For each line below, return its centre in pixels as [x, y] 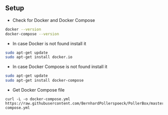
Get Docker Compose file [38, 90]
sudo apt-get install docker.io [39, 57]
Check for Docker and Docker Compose [53, 20]
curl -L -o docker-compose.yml [38, 99]
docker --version [23, 29]
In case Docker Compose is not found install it [60, 67]
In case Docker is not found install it [49, 43]
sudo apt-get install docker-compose [44, 81]
